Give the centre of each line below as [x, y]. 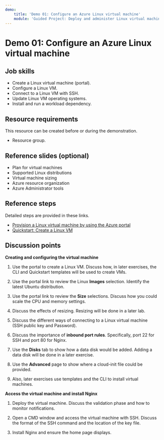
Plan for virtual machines [37, 167]
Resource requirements [41, 119]
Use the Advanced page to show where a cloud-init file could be [77, 364]
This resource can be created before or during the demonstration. [71, 131]
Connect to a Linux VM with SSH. [45, 93]
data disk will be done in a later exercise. [53, 354]
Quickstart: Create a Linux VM [42, 230]
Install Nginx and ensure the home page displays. [62, 432]
